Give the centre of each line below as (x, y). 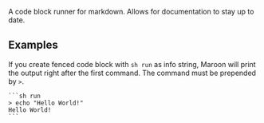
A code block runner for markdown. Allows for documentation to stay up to (131, 12)
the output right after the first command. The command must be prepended (132, 73)
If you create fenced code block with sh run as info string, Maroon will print (132, 64)
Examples (33, 45)
